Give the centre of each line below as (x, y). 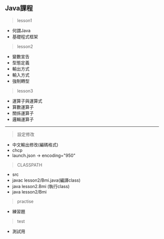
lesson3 (25, 91)
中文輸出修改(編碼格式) (35, 144)
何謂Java (21, 30)
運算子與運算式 (27, 101)
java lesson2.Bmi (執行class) (41, 186)
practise (25, 201)
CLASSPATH (30, 165)
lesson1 (24, 20)
